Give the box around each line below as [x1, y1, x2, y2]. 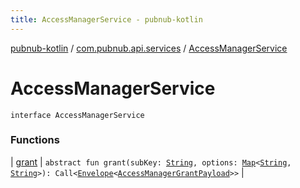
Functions [10, 133, 60, 147]
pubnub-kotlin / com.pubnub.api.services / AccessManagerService [10, 42, 288, 54]
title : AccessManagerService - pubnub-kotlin [10, 14, 203, 25]
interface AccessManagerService [10, 110, 145, 120]
